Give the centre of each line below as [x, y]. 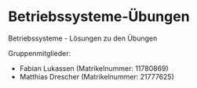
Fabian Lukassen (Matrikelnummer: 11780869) [94, 68]
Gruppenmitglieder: [40, 53]
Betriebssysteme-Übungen [99, 17]
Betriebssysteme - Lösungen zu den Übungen [83, 38]
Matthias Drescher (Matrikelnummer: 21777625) [97, 76]
